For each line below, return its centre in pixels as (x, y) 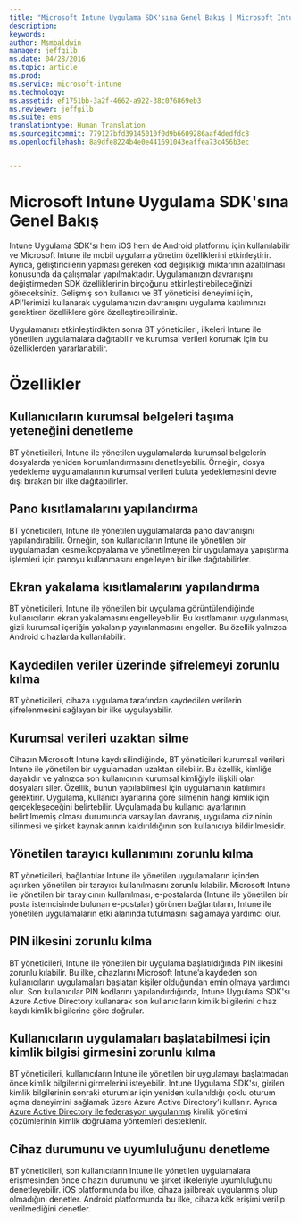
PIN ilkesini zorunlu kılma (81, 941)
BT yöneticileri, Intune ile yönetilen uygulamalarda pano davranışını (132, 530)
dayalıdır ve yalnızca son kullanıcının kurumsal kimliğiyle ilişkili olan (133, 778)
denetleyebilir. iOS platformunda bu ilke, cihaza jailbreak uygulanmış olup (144, 1190)
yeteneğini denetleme (71, 431)
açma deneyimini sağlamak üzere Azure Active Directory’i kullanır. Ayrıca (143, 1102)
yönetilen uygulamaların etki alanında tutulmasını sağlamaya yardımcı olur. (145, 913)
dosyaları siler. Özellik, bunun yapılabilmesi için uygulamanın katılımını (137, 787)
